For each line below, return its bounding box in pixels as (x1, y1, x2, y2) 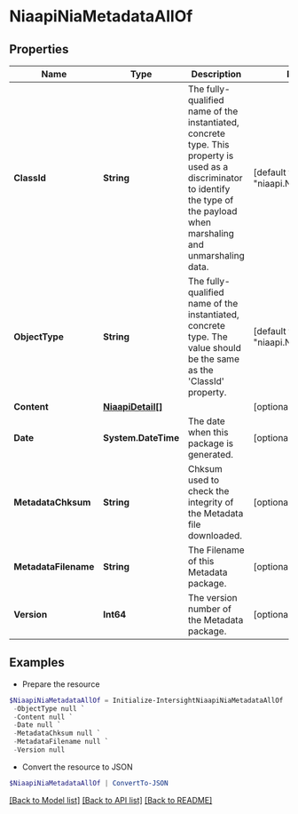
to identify (187, 183, 231, 195)
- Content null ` (12, 713, 74, 722)
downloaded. (187, 530, 242, 541)
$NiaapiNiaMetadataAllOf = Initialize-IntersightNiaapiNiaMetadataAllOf (9, 696, 284, 705)
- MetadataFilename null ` (12, 738, 109, 746)
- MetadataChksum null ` (12, 729, 101, 738)
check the (187, 485, 230, 497)
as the (187, 364, 215, 376)
